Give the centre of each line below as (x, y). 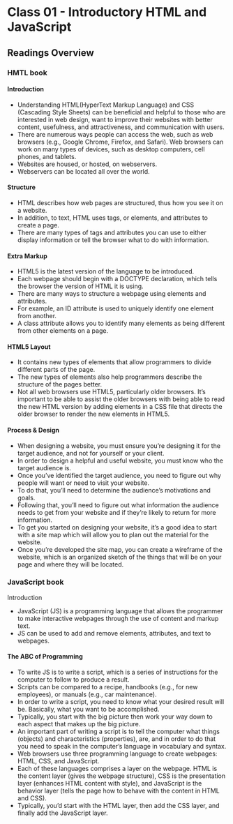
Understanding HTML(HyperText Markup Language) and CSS (106, 105)
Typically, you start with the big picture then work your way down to (115, 717)
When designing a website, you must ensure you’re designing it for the (119, 445)
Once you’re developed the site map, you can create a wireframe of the (120, 549)
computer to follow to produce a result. (73, 680)
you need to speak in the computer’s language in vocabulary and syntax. (122, 747)
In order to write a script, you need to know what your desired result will (121, 702)
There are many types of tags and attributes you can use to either (112, 232)
